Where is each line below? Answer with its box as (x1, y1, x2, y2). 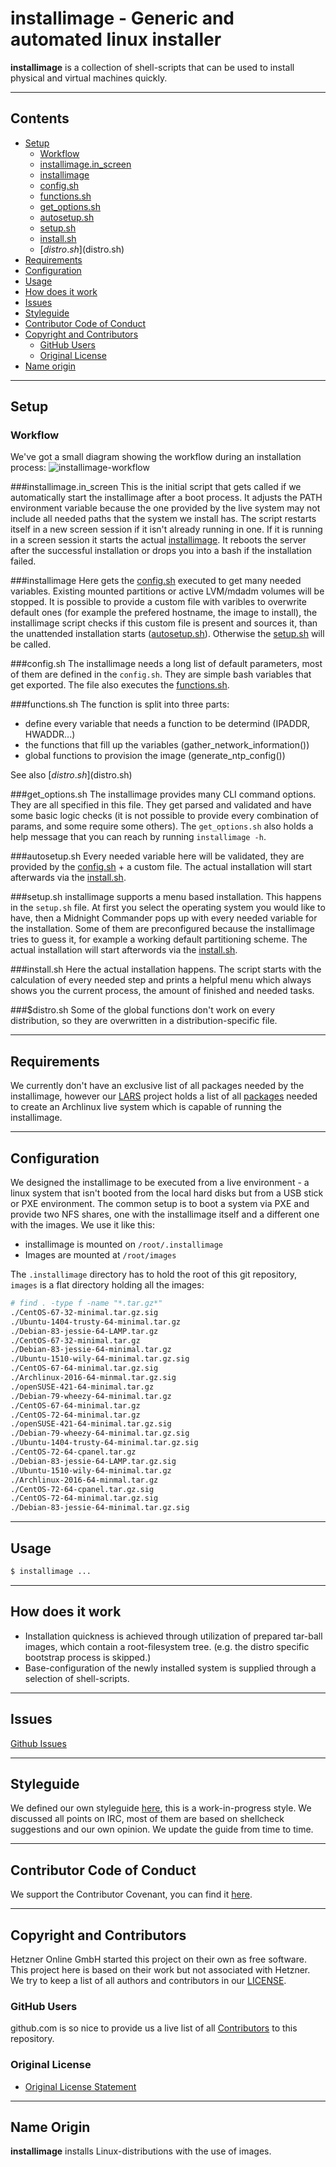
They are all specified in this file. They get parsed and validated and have (10, 799, 312, 811)
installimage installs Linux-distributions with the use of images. (10, 2145, 272, 2157)
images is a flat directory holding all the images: (10, 1279, 205, 1291)
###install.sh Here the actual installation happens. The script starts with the (10, 963, 322, 976)
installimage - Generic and (10, 7, 235, 30)
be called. (10, 638, 52, 651)
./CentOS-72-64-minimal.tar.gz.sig (10, 1493, 159, 1504)
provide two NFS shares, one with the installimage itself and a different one (10, 1208, 320, 1221)
